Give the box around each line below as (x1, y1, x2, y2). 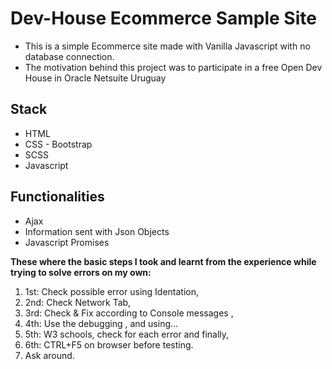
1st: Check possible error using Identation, (24, 285, 200, 297)
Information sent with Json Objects (24, 225, 170, 237)
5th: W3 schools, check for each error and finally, (24, 328, 230, 340)
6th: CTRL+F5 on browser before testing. (24, 338, 194, 351)
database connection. (24, 50, 115, 62)
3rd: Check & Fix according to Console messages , (24, 307, 234, 319)
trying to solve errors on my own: (10, 266, 152, 278)
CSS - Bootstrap (24, 138, 93, 150)
